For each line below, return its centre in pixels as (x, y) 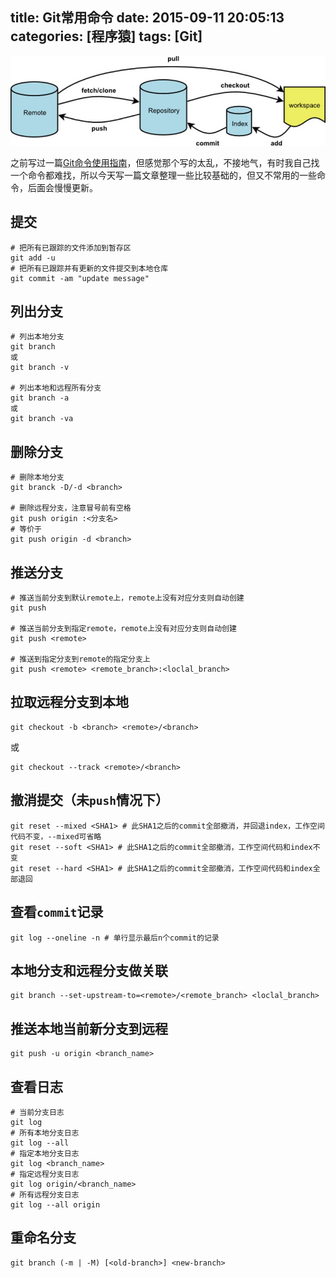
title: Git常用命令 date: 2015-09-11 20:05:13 (147, 18)
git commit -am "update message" (80, 278)
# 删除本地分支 (37, 478)
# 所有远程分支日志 (45, 1194)
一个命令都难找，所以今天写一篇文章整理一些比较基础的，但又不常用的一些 (163, 175)
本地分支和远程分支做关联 (89, 970)
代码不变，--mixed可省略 (56, 836)
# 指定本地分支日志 (45, 1153)
